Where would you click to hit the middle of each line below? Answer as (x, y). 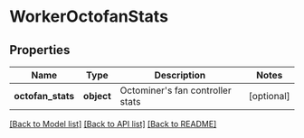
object (97, 96)
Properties (40, 50)
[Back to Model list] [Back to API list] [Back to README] (113, 124)
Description (180, 75)
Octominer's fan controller (176, 90)
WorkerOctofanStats (89, 17)
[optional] (269, 96)
